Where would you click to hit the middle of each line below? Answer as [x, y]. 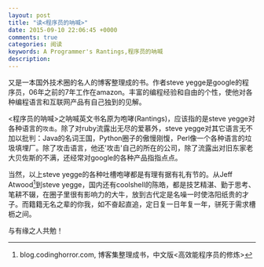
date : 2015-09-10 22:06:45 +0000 [63, 30]
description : [29, 60]
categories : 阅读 [35, 45]
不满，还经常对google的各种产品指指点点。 [112, 157]
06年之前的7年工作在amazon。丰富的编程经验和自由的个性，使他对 [137, 92]
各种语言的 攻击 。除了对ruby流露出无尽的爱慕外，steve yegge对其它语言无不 [131, 128]
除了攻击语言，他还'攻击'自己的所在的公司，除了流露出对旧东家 [144, 148]
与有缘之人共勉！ [36, 230]
